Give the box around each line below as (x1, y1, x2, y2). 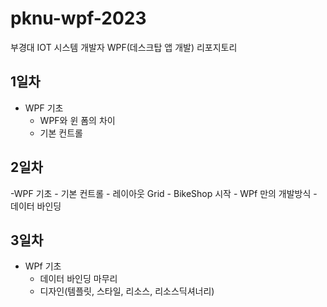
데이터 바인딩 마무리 (39, 273, 118, 285)
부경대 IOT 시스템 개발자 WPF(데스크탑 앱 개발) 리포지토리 (10, 41, 238, 53)
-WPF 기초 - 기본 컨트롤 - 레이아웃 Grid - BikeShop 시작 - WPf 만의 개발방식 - (10, 187, 318, 199)
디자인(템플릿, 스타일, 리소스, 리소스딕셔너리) (39, 285, 215, 297)
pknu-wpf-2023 (10, 7, 147, 30)
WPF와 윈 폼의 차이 (39, 114, 116, 126)
